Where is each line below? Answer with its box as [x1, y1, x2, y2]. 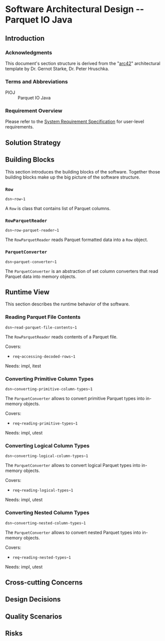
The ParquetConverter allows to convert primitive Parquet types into [5, 395, 145, 401]
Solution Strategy [5, 138, 61, 147]
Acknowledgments [5, 49, 52, 56]
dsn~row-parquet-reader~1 [5, 228, 59, 233]
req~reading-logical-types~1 [12, 488, 73, 493]
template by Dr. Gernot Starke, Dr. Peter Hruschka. [5, 65, 109, 71]
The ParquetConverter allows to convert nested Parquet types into [5, 529, 141, 535]
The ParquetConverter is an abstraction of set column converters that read [5, 268, 158, 274]
